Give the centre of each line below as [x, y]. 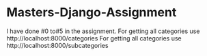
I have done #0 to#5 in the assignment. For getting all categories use [103, 31]
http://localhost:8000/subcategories [57, 45]
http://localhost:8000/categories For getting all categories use [94, 38]
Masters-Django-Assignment [92, 12]
